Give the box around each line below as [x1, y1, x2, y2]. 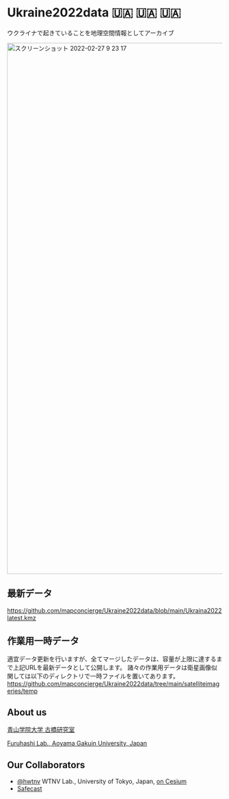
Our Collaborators [7, 759, 85, 771]
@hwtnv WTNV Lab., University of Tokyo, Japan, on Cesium [16, 777, 187, 785]
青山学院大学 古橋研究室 [7, 726, 75, 734]
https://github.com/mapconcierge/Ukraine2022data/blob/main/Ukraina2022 [7, 606, 222, 614]
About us [7, 707, 47, 718]
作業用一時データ [7, 635, 79, 647]
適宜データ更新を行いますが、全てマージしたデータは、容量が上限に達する [7, 655, 217, 663]
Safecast [16, 785, 42, 793]
